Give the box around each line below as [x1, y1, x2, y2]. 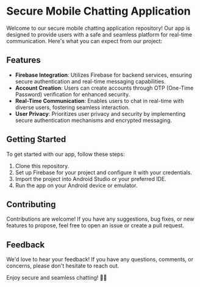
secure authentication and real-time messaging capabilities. [15, 77, 166, 85]
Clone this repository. [15, 162, 70, 169]
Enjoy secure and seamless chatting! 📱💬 [6, 274, 107, 282]
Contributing [6, 199, 56, 210]
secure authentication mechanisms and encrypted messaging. [15, 116, 172, 124]
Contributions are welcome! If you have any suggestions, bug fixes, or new [6, 215, 195, 223]
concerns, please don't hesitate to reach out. [6, 262, 120, 269]
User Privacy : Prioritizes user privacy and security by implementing [15, 110, 186, 117]
